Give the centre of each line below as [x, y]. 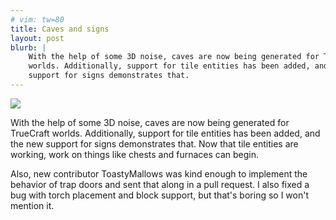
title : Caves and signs [60, 29]
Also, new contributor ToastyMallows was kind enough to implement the [159, 173]
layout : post [37, 38]
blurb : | [28, 47]
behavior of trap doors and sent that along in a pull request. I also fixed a [160, 184]
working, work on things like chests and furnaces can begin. [135, 154]
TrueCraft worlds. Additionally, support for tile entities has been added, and [165, 133]
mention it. [32, 205]
